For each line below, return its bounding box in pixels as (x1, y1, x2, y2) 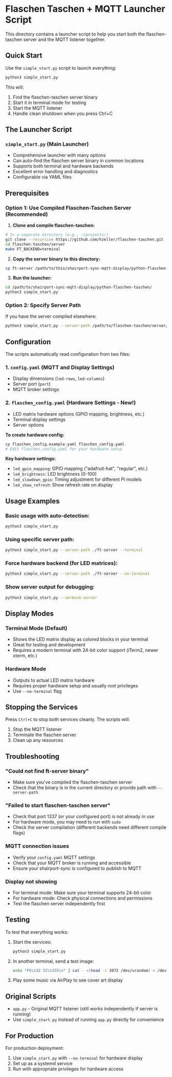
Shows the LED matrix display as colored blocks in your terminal (12, 636, 148, 642)
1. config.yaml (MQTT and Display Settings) (5, 364, 115, 371)
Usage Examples (5, 497, 60, 505)
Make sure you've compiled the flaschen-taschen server (12, 779, 132, 785)
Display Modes (5, 609, 54, 618)
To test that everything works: (5, 929, 69, 935)
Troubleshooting (5, 752, 60, 761)
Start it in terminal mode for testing (12, 99, 87, 106)
